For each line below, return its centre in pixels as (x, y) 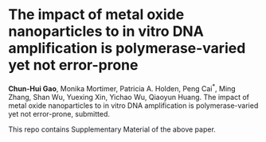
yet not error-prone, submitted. (59, 113)
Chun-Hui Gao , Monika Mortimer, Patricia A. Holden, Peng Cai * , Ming (122, 87)
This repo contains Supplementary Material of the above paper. (112, 129)
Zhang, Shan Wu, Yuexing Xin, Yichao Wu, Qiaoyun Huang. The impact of (129, 97)
